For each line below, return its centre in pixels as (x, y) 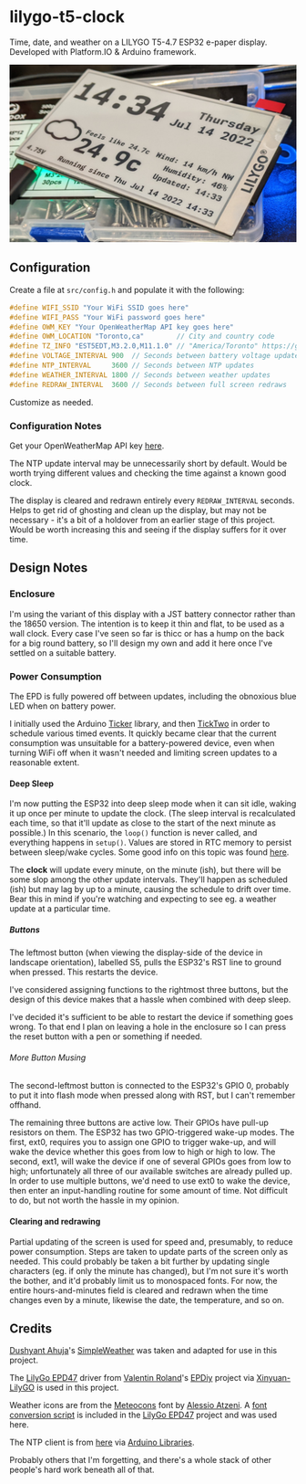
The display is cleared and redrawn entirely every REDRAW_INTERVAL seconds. (152, 500)
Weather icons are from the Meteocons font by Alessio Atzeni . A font (138, 1405)
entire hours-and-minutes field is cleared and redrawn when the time (139, 1290)
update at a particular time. (60, 909)
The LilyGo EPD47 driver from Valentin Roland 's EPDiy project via (132, 1378)
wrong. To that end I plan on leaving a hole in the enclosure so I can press (148, 1027)
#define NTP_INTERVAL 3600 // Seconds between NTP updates (132, 366)
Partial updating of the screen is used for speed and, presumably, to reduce (151, 1242)
